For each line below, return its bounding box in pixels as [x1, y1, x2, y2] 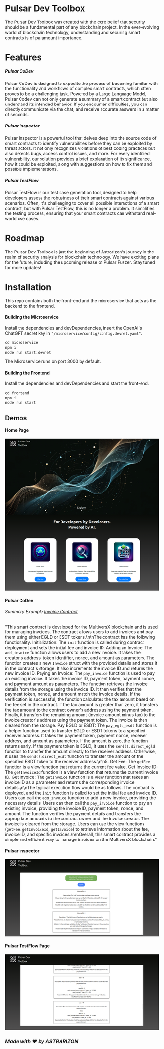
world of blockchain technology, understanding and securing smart [5, 29, 141, 35]
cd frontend [5, 391, 29, 396]
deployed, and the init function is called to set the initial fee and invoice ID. [5, 790, 157, 796]
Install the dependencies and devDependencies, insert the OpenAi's [5, 325, 143, 331]
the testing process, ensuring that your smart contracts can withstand [5, 210, 145, 216]
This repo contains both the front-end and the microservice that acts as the [5, 297, 157, 303]
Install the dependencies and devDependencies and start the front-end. [5, 380, 149, 386]
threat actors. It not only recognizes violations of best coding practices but [5, 146, 155, 151]
